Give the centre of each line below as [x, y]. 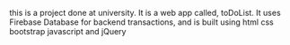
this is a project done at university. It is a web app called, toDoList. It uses [145, 13]
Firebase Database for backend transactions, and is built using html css [141, 22]
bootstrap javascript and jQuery [68, 31]
